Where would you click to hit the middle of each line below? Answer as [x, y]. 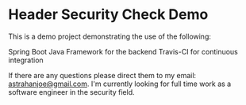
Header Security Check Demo [108, 15]
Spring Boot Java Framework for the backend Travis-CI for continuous [123, 51]
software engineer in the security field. [71, 92]
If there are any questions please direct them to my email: [102, 75]
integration [26, 60]
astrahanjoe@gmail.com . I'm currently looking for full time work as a [120, 84]
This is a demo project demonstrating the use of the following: [110, 36]
